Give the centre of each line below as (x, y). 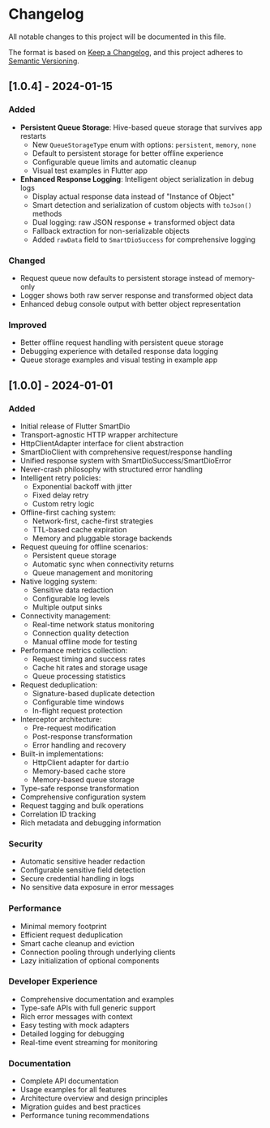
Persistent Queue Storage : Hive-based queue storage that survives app (141, 127)
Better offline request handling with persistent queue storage (122, 342)
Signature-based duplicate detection (94, 693)
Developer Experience (53, 981)
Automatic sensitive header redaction (83, 862)
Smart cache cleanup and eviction (77, 943)
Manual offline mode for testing (85, 641)
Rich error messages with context (76, 1016)
